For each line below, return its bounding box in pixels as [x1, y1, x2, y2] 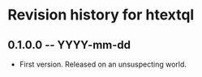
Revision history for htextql [7, 6, 195, 24]
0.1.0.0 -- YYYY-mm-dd [7, 38, 131, 52]
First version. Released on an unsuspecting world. [19, 59, 187, 69]
